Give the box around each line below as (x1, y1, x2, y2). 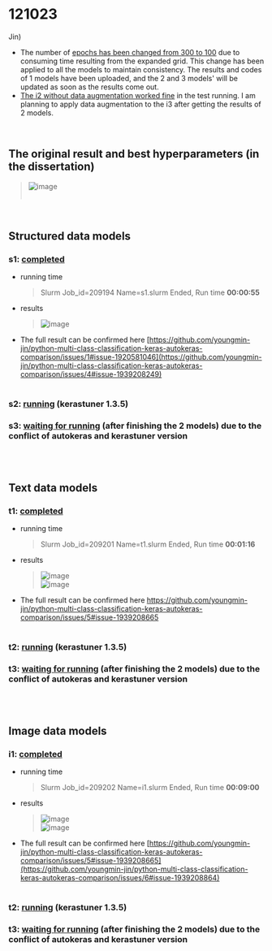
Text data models (8, 481, 98, 495)
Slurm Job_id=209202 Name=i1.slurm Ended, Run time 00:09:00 (40, 783, 260, 793)
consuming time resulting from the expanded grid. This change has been (19, 56, 265, 66)
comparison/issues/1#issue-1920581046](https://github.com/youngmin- (19, 352, 262, 362)
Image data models (8, 724, 107, 737)
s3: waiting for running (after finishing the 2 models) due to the (8, 420, 262, 431)
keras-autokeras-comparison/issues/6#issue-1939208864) (19, 873, 220, 883)
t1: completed (8, 505, 63, 517)
